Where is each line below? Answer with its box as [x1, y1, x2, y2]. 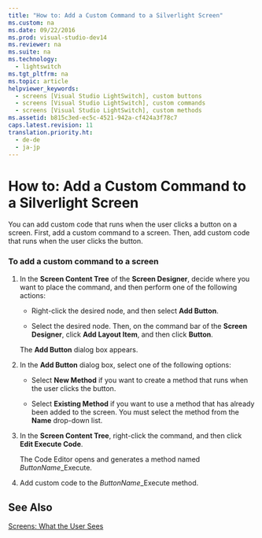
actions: [19, 290, 46, 300]
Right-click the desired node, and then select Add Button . [31, 306, 219, 315]
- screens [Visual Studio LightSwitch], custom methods [15, 107, 202, 115]
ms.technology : [8, 56, 58, 64]
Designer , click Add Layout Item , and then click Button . [31, 330, 214, 339]
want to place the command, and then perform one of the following [19, 282, 238, 292]
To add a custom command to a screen [8, 256, 159, 267]
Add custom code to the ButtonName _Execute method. [19, 477, 199, 488]
